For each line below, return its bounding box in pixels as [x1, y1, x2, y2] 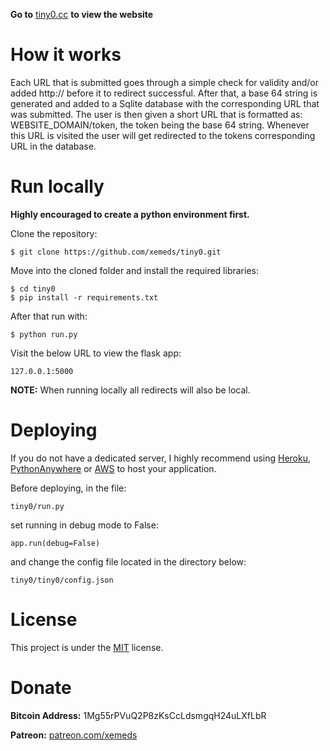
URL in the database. [10, 140, 97, 152]
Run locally [10, 175, 105, 198]
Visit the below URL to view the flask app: [10, 347, 182, 359]
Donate [10, 676, 72, 699]
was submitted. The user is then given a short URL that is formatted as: [10, 108, 303, 120]
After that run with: [10, 310, 88, 322]
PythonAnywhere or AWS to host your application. [10, 462, 217, 474]
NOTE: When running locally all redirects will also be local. [10, 384, 251, 396]
